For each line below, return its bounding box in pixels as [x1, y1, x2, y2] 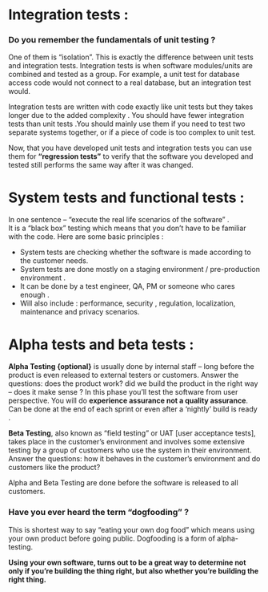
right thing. [8, 574, 46, 584]
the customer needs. [19, 256, 89, 266]
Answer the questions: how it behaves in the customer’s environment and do [8, 454, 261, 464]
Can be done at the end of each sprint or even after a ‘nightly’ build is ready [8, 404, 258, 414]
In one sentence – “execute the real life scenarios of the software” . [8, 215, 230, 225]
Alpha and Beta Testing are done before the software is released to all [8, 478, 238, 488]
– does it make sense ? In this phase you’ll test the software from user [8, 387, 238, 397]
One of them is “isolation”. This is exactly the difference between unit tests [8, 52, 254, 62]
